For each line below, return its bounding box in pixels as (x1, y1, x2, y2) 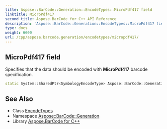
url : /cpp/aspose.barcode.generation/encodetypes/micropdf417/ (5, 35, 139, 40)
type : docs (5, 26, 28, 31)
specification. (5, 71, 33, 77)
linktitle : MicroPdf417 (5, 12, 55, 17)
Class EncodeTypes (12, 108, 53, 114)
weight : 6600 (5, 30, 32, 35)
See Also (5, 94, 33, 103)
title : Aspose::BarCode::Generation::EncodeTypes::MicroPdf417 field (5, 7, 153, 12)
